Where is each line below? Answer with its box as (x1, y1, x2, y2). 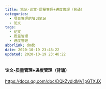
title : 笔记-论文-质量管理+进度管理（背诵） (5, 7, 85, 12)
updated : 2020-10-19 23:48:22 (5, 51, 66, 57)
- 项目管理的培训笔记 (9, 16, 46, 21)
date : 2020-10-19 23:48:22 (5, 47, 60, 52)
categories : (5, 12, 29, 16)
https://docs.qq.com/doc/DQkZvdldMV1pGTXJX (5, 78, 101, 84)
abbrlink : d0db (5, 43, 36, 48)
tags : (5, 25, 16, 30)
